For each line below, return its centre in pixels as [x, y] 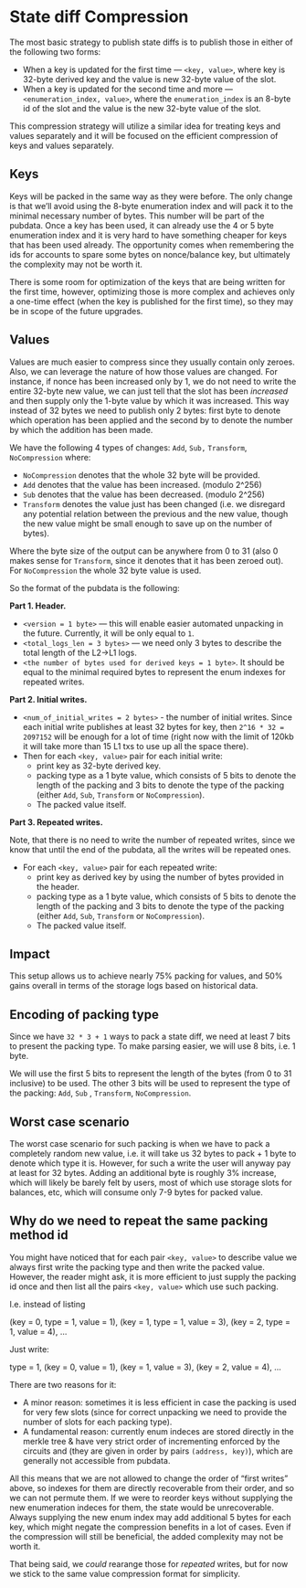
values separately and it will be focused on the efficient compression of [144, 135]
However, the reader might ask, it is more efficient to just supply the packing [153, 1276]
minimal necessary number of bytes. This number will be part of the [137, 216]
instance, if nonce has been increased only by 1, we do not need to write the [153, 381]
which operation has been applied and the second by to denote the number [152, 420]
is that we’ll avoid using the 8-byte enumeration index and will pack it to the [152, 206]
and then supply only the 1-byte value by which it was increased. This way [149, 400]
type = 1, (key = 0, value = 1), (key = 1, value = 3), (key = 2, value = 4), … [145, 1367]
